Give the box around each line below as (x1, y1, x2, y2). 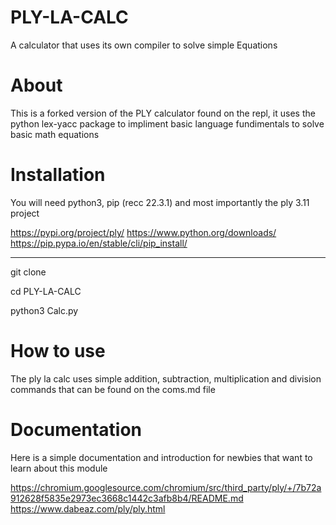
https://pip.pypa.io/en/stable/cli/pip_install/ (10, 237, 188, 249)
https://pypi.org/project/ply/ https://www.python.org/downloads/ (10, 226, 277, 238)
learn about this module (10, 462, 108, 474)
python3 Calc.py (10, 304, 79, 316)
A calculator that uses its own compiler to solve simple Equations (10, 39, 278, 51)
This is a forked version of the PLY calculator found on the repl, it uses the (10, 107, 316, 119)
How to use (10, 340, 106, 362)
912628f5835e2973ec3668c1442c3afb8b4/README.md (10, 492, 244, 504)
